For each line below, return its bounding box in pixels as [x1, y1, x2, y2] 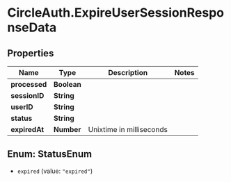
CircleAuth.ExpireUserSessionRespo [7, 5, 225, 21]
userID [10, 102, 33, 112]
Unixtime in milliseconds [88, 125, 168, 134]
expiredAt [10, 125, 45, 134]
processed [10, 80, 47, 89]
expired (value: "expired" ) [17, 167, 93, 175]
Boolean [53, 80, 81, 89]
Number [53, 125, 81, 134]
